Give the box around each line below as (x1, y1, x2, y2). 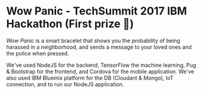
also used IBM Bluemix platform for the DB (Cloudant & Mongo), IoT (6, 74, 174, 81)
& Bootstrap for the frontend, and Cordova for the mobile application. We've (6, 67, 195, 75)
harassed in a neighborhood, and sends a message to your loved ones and (6, 43, 192, 51)
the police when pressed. (6, 49, 69, 57)
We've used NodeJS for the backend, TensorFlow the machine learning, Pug (6, 61, 197, 69)
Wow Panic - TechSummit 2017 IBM (6, 4, 188, 18)
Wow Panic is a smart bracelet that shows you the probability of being (6, 37, 181, 44)
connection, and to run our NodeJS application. (6, 80, 124, 88)
